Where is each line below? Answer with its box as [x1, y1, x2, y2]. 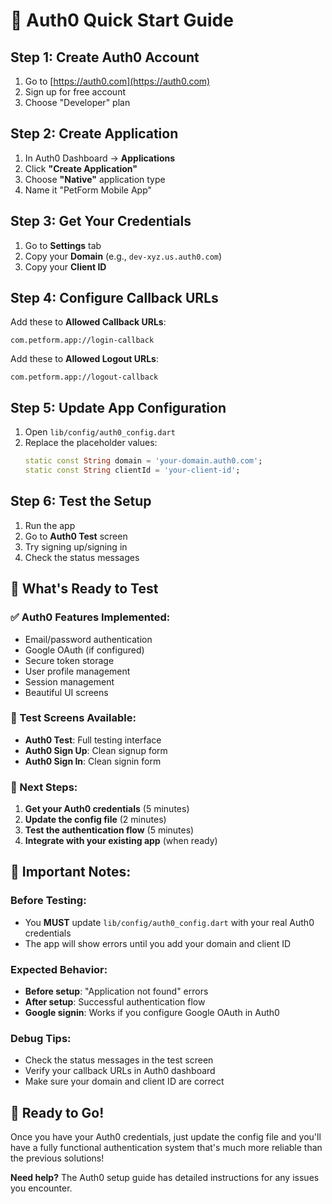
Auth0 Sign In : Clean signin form [24, 755, 162, 767]
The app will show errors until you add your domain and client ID [24, 937, 292, 949]
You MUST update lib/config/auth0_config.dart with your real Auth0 [24, 916, 315, 928]
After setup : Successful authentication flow [24, 996, 206, 1008]
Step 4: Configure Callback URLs [10, 290, 219, 307]
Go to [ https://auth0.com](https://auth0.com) [24, 75, 211, 87]
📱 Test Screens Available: [10, 711, 137, 725]
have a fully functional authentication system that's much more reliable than [10, 1142, 323, 1154]
